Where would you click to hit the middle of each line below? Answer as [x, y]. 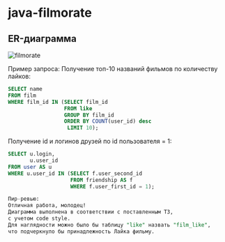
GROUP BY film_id [89, 115]
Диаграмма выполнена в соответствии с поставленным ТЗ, [91, 212]
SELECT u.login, [31, 154]
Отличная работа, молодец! [47, 206]
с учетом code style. [39, 218]
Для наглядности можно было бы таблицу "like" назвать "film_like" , [109, 225]
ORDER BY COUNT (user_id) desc [108, 121]
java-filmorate [50, 13]
